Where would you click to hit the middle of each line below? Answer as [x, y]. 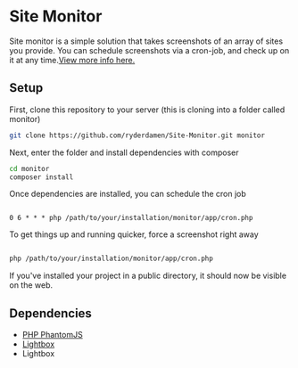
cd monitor [29, 168]
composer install [41, 177]
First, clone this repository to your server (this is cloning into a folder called [147, 110]
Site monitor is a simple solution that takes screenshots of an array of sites [146, 41]
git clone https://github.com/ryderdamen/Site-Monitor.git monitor [137, 135]
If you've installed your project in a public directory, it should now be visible [148, 276]
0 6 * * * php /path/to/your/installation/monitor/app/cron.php [131, 218]
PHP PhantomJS [52, 335]
